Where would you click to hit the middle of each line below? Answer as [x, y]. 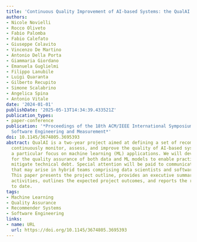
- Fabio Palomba [26, 33]
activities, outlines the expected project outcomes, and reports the [99, 181]
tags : [13, 191]
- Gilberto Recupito [31, 83]
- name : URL [21, 224]
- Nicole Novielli [28, 22]
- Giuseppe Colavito [31, 45]
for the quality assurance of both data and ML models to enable [93, 159]
